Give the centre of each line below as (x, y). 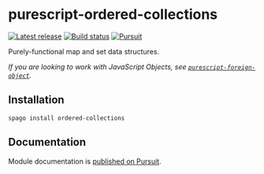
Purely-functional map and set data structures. (84, 51)
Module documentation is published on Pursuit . (85, 161)
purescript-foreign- (222, 67)
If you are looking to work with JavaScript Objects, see (97, 67)
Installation (36, 100)
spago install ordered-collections (67, 118)
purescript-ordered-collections (113, 15)
